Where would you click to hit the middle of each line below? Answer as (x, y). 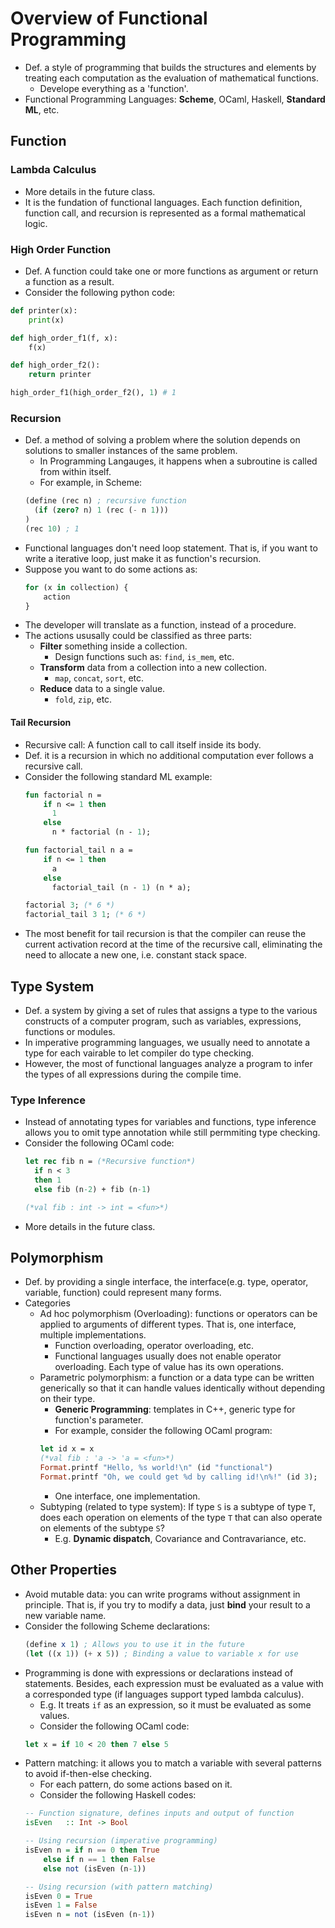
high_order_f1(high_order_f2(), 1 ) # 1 (93, 393)
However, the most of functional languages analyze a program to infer (168, 1063)
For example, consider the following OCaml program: (163, 1431)
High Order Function (61, 249)
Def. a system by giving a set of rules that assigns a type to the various (171, 1010)
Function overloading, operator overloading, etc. (154, 1346)
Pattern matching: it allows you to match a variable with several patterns (173, 1763)
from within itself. (75, 472)
